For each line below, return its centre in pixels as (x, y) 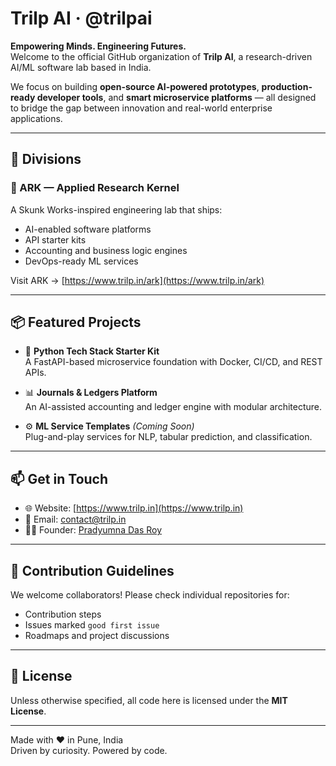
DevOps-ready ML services (81, 261)
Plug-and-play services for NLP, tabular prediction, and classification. (168, 437)
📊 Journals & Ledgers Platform (91, 393)
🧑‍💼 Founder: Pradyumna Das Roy (93, 530)
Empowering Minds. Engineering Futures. (98, 46)
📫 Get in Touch (59, 478)
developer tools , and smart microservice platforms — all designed (176, 97)
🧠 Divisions (46, 159)
